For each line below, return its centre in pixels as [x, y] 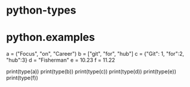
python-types [41, 10]
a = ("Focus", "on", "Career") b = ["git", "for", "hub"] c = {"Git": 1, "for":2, [95, 54]
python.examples [51, 38]
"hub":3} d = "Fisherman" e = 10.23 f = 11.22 [61, 60]
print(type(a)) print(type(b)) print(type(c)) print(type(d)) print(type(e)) [91, 72]
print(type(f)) [22, 78]
